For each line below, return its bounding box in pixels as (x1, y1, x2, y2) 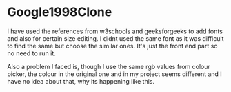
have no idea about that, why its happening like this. (7, 77, 155, 85)
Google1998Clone (7, 4, 112, 20)
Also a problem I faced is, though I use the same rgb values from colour (7, 62, 210, 71)
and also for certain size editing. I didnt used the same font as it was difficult (7, 34, 224, 42)
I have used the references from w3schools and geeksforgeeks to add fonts (7, 27, 223, 35)
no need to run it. (7, 49, 57, 57)
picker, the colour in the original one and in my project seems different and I (7, 70, 222, 78)
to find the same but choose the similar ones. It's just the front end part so (7, 42, 218, 50)
